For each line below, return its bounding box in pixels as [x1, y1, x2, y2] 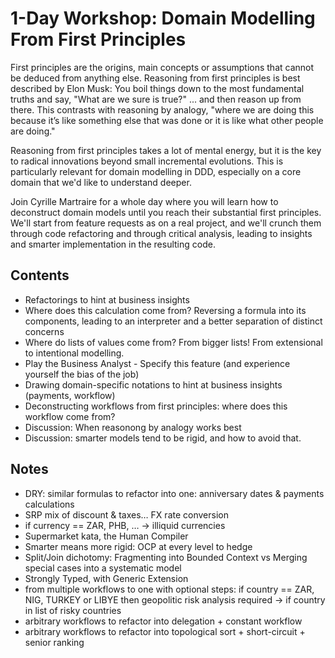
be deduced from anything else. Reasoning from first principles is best [10, 72, 301, 84]
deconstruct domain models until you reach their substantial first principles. [10, 206, 322, 218]
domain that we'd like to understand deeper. [10, 176, 192, 188]
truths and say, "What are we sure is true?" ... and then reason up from [10, 93, 302, 105]
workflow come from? [24, 410, 116, 422]
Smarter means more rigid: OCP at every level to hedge [24, 540, 253, 552]
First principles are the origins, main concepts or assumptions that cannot [10, 61, 315, 73]
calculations [24, 498, 75, 510]
